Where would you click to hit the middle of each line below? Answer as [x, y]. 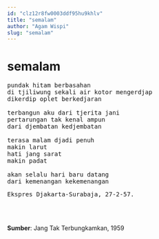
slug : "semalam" [30, 33]
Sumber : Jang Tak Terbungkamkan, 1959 [66, 228]
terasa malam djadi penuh [51, 140]
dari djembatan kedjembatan [54, 127]
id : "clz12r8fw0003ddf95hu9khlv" [55, 13]
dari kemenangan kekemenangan [58, 182]
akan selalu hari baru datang [58, 175]
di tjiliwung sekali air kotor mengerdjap [80, 92]
